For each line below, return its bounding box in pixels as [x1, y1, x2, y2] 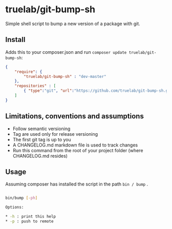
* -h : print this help [5, 214, 56, 219]
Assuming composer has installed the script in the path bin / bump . [5, 181, 148, 188]
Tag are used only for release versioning [12, 131, 98, 137]
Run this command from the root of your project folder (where [12, 147, 143, 153]
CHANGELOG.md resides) [12, 153, 68, 159]
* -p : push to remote [5, 219, 54, 224]
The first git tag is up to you [12, 136, 72, 142]
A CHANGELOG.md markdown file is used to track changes [12, 142, 138, 148]
